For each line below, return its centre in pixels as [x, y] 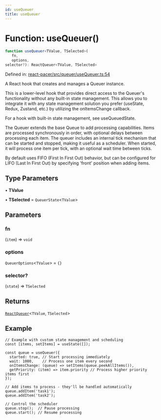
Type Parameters [32, 178]
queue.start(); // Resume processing [43, 412]
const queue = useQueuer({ [32, 353]
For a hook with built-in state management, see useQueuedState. [70, 118]
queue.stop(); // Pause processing [42, 408]
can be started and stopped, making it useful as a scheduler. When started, [81, 143]
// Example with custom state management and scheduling [64, 340]
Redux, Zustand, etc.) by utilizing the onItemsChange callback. [68, 108]
